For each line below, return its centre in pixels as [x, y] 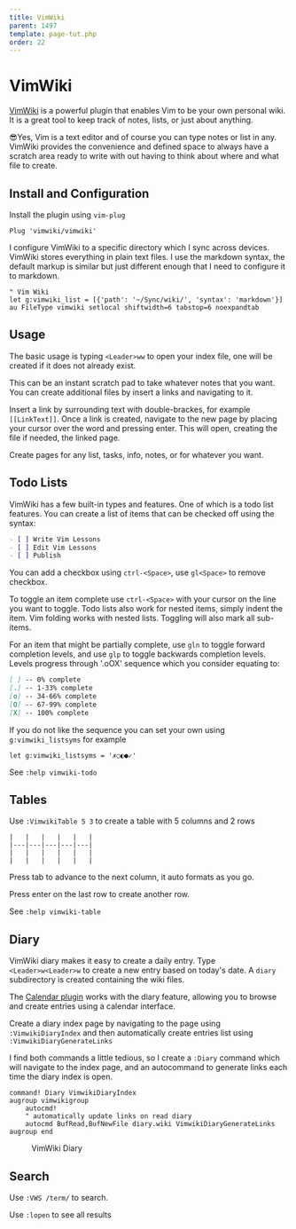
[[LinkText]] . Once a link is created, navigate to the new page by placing [143, 419]
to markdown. [35, 276]
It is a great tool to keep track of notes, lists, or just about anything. [132, 120]
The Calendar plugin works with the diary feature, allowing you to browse [143, 997]
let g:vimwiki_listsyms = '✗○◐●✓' [73, 755]
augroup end [31, 1132]
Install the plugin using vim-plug [67, 215]
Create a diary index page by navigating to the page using [115, 1024]
